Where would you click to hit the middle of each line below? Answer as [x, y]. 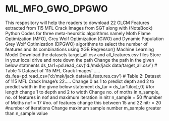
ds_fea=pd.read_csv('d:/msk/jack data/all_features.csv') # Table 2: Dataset [83, 76]
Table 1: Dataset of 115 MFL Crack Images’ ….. [53, 70]
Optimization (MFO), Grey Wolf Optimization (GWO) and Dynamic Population [84, 39]
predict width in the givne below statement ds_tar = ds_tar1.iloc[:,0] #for [80, 86]
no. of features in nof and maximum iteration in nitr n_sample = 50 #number [84, 97]
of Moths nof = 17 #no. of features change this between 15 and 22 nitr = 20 [83, 102]
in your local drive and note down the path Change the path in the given [80, 60]
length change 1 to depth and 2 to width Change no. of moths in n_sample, [82, 92]
